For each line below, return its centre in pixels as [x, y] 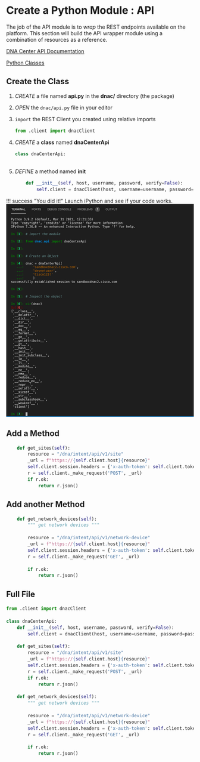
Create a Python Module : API [80, 10]
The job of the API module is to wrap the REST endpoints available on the [96, 27]
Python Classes [25, 63]
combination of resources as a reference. [57, 39]
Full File [21, 594]
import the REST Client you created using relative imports [85, 119]
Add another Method [46, 504]
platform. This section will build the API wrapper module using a [84, 33]
